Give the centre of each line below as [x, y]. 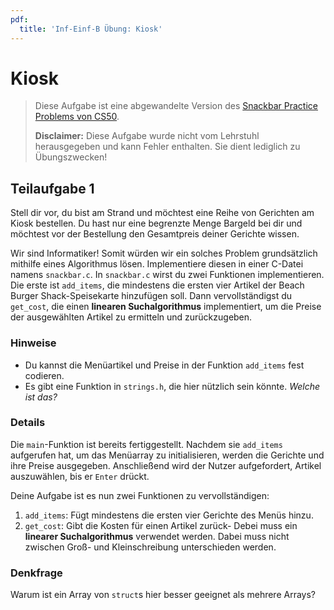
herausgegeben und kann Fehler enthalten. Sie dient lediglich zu [167, 147]
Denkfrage [36, 573]
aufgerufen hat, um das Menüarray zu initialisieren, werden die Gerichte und [167, 455]
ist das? [41, 397]
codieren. [44, 375]
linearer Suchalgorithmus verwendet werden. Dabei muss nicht [157, 536]
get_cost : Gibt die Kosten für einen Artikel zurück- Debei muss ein [161, 525]
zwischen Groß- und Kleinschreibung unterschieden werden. [150, 547]
